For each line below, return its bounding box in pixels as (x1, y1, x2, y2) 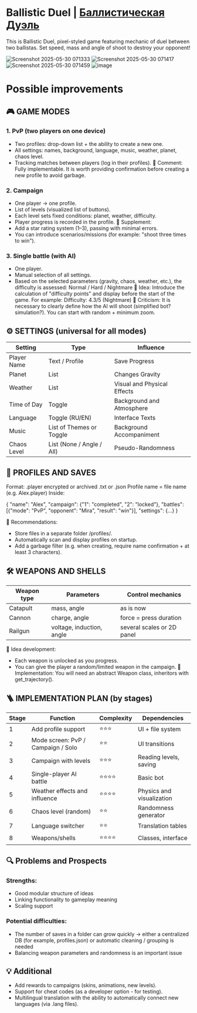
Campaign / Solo (31, 743, 77, 751)
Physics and (137, 787, 172, 795)
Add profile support (31, 725, 86, 734)
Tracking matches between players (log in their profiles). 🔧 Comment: (14, 159, 183, 166)
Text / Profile (48, 357, 84, 365)
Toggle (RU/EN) (48, 414, 92, 422)
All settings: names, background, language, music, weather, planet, (14, 146, 177, 154)
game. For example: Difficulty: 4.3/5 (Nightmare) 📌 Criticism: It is (14, 296, 171, 304)
